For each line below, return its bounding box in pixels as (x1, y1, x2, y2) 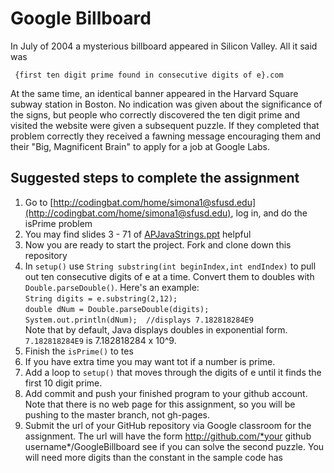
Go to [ (24, 196, 54, 208)
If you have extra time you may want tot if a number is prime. (24, 355, 276, 367)
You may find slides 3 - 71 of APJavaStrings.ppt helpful (24, 228, 252, 240)
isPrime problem (24, 217, 93, 229)
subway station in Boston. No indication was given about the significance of (10, 98, 323, 110)
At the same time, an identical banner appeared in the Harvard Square (10, 87, 299, 99)
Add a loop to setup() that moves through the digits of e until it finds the (24, 366, 322, 378)
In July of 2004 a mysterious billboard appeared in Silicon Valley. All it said (10, 40, 318, 52)
